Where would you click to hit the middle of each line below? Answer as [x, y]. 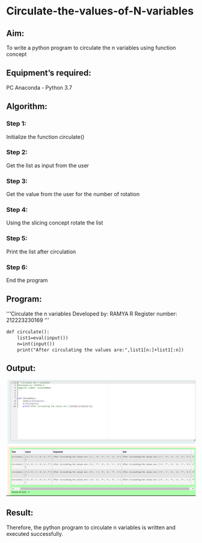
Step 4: [17, 210]
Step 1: [16, 123]
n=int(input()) [36, 344]
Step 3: [17, 181]
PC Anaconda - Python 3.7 [39, 87]
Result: [20, 513]
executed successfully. [35, 533]
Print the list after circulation [41, 252]
